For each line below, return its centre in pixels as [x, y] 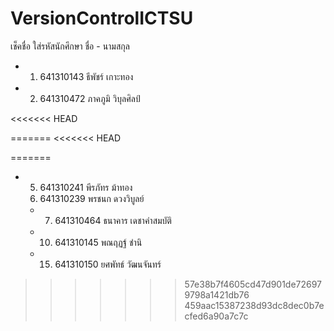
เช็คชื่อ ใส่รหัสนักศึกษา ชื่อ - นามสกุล [70, 46]
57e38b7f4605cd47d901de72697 [253, 284]
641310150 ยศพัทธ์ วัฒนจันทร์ [108, 264]
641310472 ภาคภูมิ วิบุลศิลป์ [90, 98]
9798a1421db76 [217, 294]
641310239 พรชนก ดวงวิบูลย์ [92, 198]
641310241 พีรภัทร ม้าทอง [86, 187]
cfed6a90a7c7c [216, 316]
